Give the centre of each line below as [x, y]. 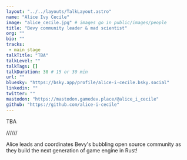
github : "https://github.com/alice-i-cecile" [63, 104]
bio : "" [16, 39]
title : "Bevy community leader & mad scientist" [67, 28]
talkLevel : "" [24, 61]
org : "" [16, 34]
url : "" [16, 77]
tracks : [16, 45]
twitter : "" [21, 94]
